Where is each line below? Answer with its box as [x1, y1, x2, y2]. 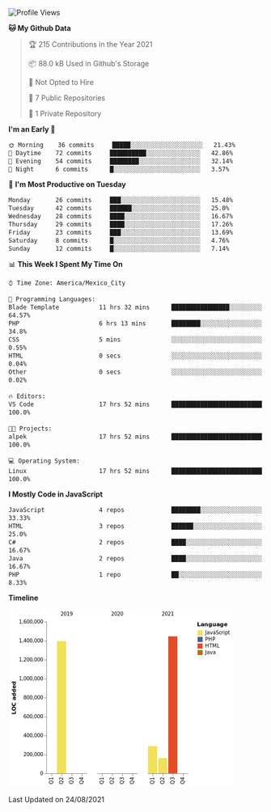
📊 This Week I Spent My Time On [8, 260, 123, 269]
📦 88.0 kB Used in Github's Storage [28, 59, 150, 68]
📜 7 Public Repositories [28, 93, 106, 103]
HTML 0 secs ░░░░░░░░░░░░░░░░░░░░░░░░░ [8, 352, 263, 360]
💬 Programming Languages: [8, 295, 95, 303]
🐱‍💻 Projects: [8, 425, 53, 433]
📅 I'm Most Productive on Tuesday [8, 180, 127, 189]
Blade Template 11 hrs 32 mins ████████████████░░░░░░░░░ [8, 303, 263, 311]
